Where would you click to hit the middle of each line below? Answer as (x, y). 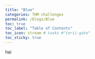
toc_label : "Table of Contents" (39, 28)
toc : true (15, 24)
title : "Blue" (20, 10)
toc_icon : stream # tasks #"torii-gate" (48, 33)
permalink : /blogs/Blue (30, 19)
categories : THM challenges (34, 14)
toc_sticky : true (23, 38)
